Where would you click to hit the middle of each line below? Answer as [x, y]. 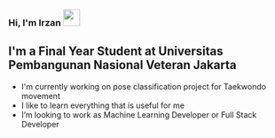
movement [41, 96]
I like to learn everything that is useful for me [103, 105]
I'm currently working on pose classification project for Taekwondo [144, 86]
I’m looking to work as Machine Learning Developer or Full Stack [139, 114]
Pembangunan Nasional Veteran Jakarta [122, 65]
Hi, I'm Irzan [35, 22]
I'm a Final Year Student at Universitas [116, 52]
